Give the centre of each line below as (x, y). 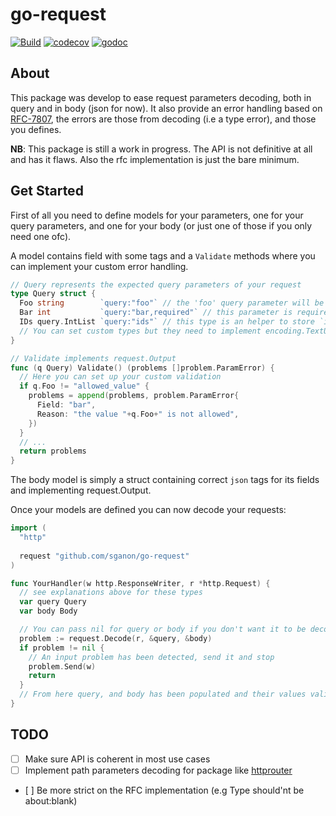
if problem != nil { (62, 648)
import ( (28, 528)
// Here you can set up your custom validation (120, 377)
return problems (53, 451)
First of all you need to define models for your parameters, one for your (157, 215)
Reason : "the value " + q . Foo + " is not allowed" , (138, 414)
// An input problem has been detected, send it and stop (151, 657)
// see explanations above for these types (111, 593)
